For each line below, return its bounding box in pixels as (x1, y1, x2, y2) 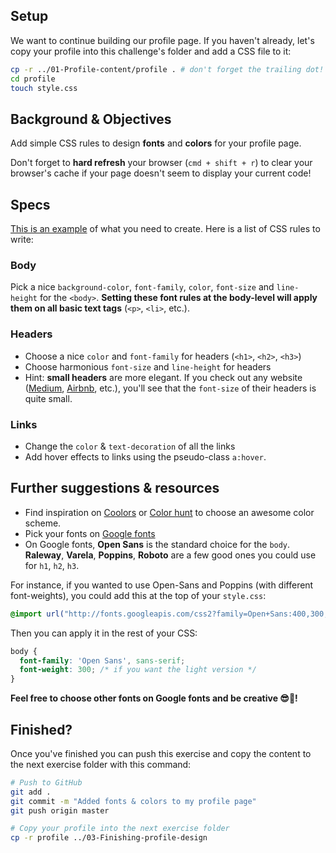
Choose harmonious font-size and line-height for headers (24, 360, 272, 373)
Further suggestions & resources (10, 480, 220, 497)
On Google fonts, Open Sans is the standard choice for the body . (24, 538, 291, 550)
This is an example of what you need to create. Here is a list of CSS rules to (10, 223, 321, 235)
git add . (10, 787, 52, 797)
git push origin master (10, 805, 110, 816)
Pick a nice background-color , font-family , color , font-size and (10, 281, 275, 293)
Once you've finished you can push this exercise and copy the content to (10, 747, 312, 759)
